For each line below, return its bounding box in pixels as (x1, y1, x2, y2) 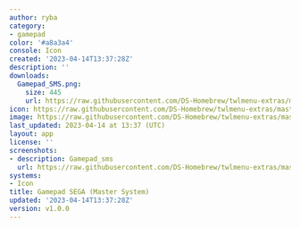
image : (9, 113, 34, 122)
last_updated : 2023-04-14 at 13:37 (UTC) (9, 122, 166, 130)
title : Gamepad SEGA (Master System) (9, 188, 150, 197)
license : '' (9, 138, 54, 147)
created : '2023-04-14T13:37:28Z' (9, 55, 134, 63)
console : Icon (9, 46, 62, 55)
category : (9, 21, 46, 30)
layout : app (9, 130, 54, 139)
